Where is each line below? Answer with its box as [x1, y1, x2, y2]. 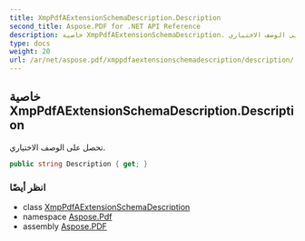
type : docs [9, 38, 51, 48]
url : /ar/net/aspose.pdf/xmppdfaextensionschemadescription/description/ [9, 55, 295, 65]
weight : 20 [9, 47, 51, 56]
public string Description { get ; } [9, 159, 148, 168]
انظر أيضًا [9, 181, 46, 194]
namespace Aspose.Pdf [22, 211, 113, 222]
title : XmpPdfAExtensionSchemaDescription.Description [9, 13, 221, 23]
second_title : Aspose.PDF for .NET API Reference [9, 22, 202, 31]
